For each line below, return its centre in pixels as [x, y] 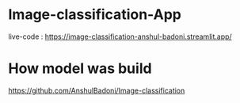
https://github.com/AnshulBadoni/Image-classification [97, 90]
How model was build [80, 69]
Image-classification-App [95, 15]
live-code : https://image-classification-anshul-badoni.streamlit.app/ [120, 36]
